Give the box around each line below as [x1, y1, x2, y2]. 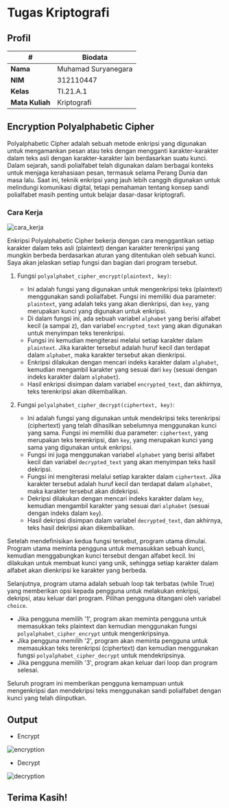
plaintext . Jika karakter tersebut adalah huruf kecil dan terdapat [27, 344, 210, 352]
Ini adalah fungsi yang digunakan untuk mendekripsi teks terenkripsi [27, 414, 221, 422]
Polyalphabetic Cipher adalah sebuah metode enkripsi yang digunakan [7, 139, 207, 147]
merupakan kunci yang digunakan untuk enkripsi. [27, 307, 167, 316]
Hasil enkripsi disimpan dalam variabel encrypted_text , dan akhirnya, [27, 380, 223, 389]
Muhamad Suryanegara [57, 64, 133, 74]
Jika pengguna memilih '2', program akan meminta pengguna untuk [16, 637, 208, 645]
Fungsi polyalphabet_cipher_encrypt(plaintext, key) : [16, 272, 172, 280]
